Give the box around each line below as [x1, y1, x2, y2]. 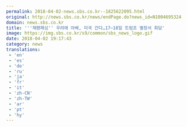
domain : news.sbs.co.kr [6, 19, 64, 25]
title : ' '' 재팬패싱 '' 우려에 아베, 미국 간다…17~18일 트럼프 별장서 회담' [6, 25, 165, 31]
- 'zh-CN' [8, 90, 33, 96]
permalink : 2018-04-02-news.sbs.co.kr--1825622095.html [6, 8, 145, 15]
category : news [6, 42, 43, 47]
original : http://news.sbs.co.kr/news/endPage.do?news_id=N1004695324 [6, 14, 182, 20]
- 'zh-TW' [8, 95, 33, 101]
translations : [6, 47, 41, 53]
